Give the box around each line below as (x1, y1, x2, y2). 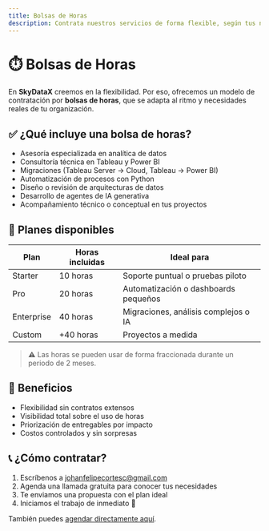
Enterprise (12, 312, 52, 323)
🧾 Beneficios (8, 381, 73, 395)
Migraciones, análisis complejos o (122, 306, 251, 317)
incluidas (69, 257, 106, 268)
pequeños (122, 293, 161, 304)
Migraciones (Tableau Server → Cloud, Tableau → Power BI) (19, 166, 219, 175)
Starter (12, 270, 38, 281)
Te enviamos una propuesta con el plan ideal (19, 489, 168, 499)
